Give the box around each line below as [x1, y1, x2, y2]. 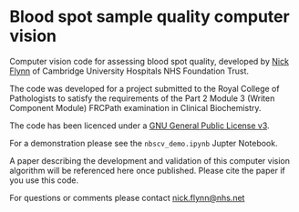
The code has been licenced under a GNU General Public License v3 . [9, 120, 271, 131]
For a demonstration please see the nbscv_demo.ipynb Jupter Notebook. [9, 137, 278, 148]
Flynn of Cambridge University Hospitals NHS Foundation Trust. [9, 66, 249, 76]
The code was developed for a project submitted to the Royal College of [9, 83, 280, 94]
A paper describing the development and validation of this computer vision [9, 155, 290, 166]
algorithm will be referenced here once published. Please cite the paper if [9, 165, 285, 176]
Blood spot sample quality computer [9, 6, 290, 27]
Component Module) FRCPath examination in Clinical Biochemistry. [9, 102, 262, 113]
